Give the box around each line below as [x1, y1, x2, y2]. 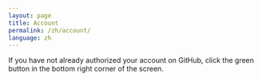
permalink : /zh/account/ [8, 26, 91, 34]
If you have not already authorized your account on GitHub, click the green [8, 56, 254, 65]
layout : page [8, 11, 52, 20]
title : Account [8, 19, 59, 27]
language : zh [8, 33, 52, 42]
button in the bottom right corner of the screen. [8, 64, 164, 74]
